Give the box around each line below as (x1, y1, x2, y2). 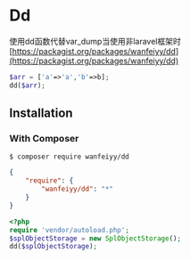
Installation (9, 106, 73, 121)
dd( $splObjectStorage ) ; (9, 242, 98, 251)
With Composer (9, 133, 79, 144)
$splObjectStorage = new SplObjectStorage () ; (9, 233, 181, 243)
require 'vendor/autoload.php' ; (9, 225, 129, 234)
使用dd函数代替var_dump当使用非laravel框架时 (9, 36, 181, 46)
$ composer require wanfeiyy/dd (9, 152, 129, 161)
